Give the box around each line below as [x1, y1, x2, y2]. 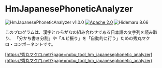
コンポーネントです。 [13, 41, 56, 47]
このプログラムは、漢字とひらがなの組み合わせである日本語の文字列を [5, 29, 145, 35]
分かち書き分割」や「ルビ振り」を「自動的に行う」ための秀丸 [18, 35, 142, 41]
